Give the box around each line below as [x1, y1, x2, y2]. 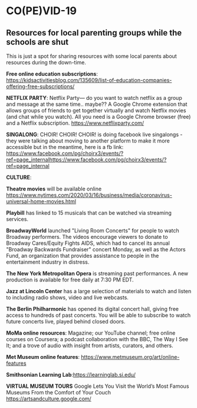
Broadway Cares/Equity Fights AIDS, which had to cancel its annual [6, 239, 170, 247]
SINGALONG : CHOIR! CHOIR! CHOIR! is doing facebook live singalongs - [6, 131, 183, 138]
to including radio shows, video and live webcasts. [6, 294, 129, 301]
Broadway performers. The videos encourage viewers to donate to [6, 234, 168, 240]
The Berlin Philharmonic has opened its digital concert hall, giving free [6, 306, 179, 312]
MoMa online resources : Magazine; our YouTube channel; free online [6, 329, 176, 336]
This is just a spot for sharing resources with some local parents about [6, 53, 177, 60]
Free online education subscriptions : [6, 70, 98, 77]
